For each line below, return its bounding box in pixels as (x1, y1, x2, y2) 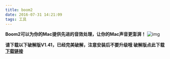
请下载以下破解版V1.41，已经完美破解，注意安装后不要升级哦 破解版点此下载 (5, 42, 165, 48)
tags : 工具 (5, 17, 27, 22)
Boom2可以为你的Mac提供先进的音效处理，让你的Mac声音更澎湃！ (5, 31, 146, 37)
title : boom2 (5, 7, 33, 13)
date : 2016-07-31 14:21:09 (5, 12, 62, 17)
